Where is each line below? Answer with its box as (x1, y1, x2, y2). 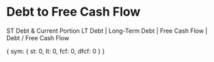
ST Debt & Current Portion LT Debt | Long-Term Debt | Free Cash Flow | (6, 27, 208, 35)
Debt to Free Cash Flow (6, 4, 141, 20)
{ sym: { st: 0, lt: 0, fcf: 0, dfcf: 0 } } (6, 47, 105, 55)
